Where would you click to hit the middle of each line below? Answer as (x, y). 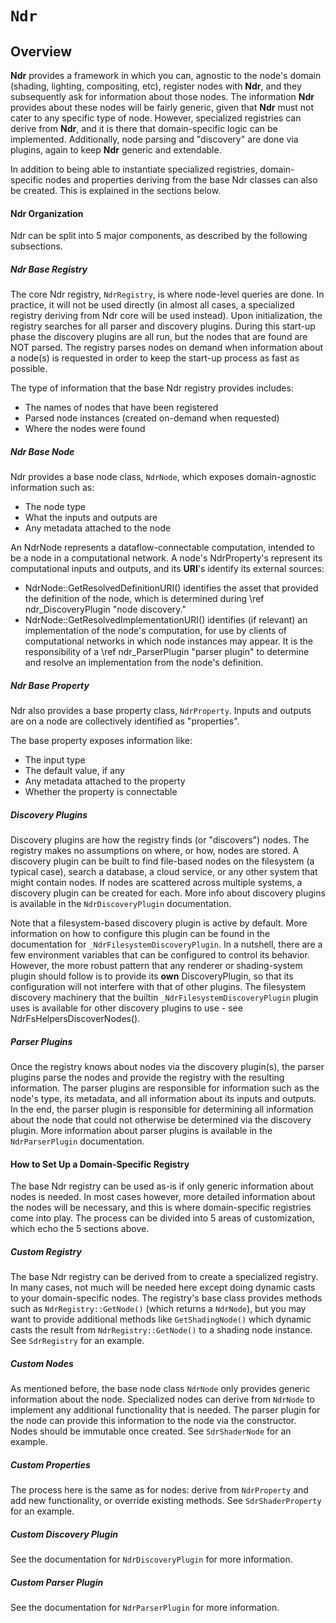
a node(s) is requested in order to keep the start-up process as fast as (155, 358)
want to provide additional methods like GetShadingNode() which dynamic (161, 1319)
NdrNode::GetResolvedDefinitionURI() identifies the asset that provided (171, 588)
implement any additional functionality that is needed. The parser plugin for (165, 1410)
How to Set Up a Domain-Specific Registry (100, 1164)
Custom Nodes (42, 1363)
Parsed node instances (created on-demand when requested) (152, 418)
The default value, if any (74, 771)
